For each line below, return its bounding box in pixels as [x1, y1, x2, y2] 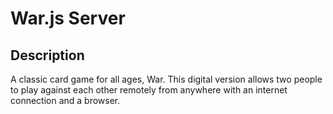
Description [10, 47, 85, 64]
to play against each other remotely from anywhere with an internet [10, 84, 288, 96]
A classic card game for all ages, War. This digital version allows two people [10, 73, 323, 85]
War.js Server [10, 7, 126, 30]
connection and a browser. [10, 95, 121, 106]
